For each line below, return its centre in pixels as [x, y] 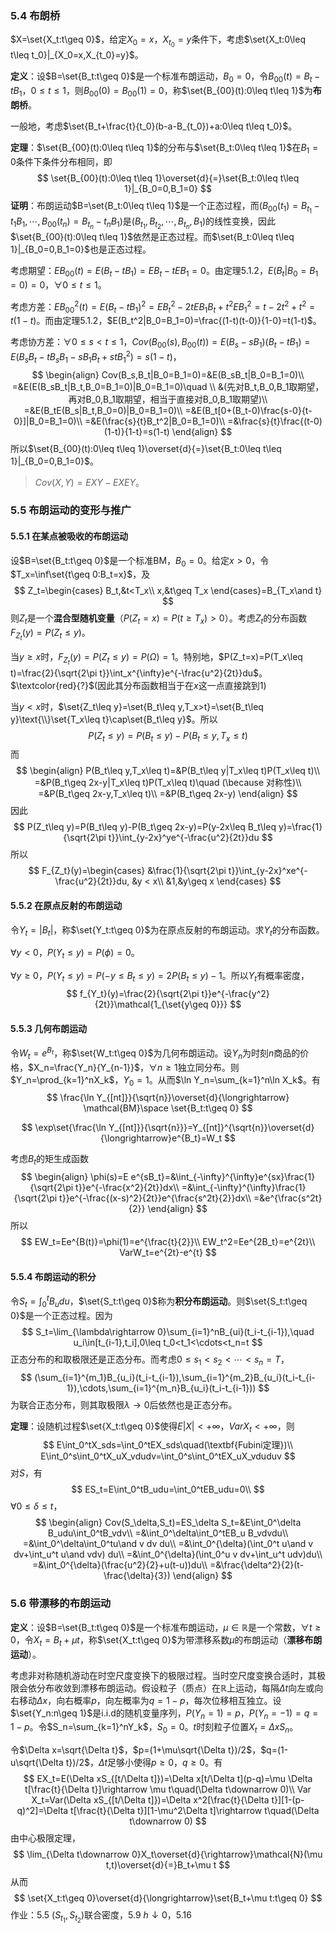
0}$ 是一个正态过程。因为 [61, 1315]
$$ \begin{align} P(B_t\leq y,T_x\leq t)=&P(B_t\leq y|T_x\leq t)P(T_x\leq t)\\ [168, 771]
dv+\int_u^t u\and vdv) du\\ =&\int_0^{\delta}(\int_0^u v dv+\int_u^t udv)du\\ [168, 1554]
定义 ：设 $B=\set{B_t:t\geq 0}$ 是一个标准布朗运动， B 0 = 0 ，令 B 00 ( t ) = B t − [165, 77]
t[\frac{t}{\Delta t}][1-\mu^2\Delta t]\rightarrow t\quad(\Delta [195, 1811]
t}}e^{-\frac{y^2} [235, 993]
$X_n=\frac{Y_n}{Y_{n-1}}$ [84, 1067]
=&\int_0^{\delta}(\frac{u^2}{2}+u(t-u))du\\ [119, 1565]
